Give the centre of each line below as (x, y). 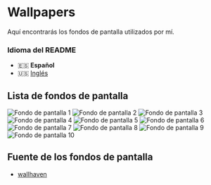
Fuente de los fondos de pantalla (80, 157)
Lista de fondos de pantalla (68, 96)
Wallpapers (41, 12)
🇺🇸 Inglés (33, 73)
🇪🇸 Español (36, 65)
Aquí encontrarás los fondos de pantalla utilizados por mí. (91, 32)
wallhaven (32, 174)
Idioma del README (41, 50)
